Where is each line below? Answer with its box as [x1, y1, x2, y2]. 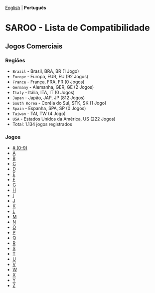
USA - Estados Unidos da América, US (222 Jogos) [12, 116, 116, 122]
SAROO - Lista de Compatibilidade [5, 22, 151, 33]
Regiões [5, 57, 25, 64]
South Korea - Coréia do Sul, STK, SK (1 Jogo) [12, 100, 107, 106]
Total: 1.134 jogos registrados [12, 121, 72, 127]
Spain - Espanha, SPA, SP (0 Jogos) [12, 105, 86, 111]
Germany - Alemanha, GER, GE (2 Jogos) [12, 84, 94, 90]
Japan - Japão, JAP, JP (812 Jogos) [12, 95, 85, 101]
